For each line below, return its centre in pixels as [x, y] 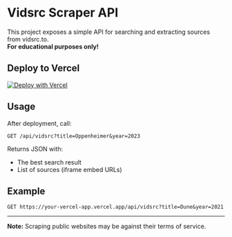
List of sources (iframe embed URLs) [69, 169]
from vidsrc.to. [28, 39]
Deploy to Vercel [43, 68]
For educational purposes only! [53, 46]
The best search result [49, 162]
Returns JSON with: [35, 149]
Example [26, 191]
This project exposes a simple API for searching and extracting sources [109, 32]
